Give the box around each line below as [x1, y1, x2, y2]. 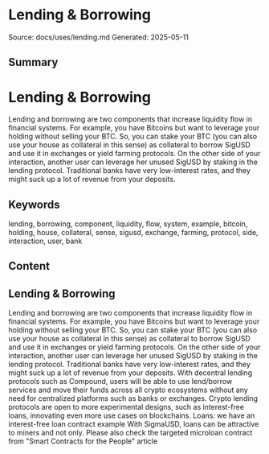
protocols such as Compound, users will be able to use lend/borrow [8, 377, 233, 386]
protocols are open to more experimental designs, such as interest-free [8, 402, 245, 412]
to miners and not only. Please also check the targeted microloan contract [8, 428, 253, 438]
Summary [8, 56, 59, 69]
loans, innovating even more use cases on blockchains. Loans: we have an [8, 411, 255, 420]
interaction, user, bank [8, 236, 83, 246]
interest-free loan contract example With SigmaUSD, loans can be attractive [8, 419, 259, 429]
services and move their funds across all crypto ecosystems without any [8, 385, 249, 395]
